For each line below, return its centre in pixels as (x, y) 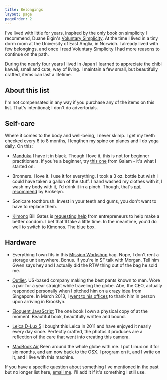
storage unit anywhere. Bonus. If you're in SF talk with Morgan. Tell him (85, 260)
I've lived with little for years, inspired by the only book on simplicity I (76, 33)
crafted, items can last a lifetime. (39, 75)
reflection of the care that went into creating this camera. (71, 337)
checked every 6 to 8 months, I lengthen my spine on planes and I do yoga (82, 141)
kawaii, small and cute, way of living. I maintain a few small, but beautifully (82, 69)
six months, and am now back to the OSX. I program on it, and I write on (86, 352)
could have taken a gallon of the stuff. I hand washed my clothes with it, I (87, 181)
